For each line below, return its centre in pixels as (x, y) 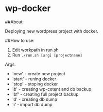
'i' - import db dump (32, 104)
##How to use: (20, 40)
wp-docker (28, 8)
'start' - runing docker (34, 79)
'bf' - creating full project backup (45, 94)
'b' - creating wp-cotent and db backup (51, 89)
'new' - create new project (39, 73)
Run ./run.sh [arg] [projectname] (47, 55)
